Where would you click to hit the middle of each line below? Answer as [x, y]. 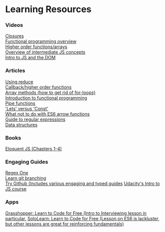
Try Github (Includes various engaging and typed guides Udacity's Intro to [83, 183]
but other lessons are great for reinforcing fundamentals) [65, 224]
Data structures [22, 124]
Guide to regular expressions [35, 119]
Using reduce [19, 81]
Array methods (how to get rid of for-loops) [50, 92]
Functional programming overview [41, 41]
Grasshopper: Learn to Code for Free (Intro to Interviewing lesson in [76, 213]
